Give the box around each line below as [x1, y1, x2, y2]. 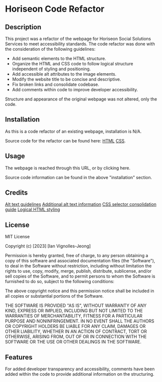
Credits [5, 189, 28, 197]
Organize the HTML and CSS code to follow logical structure [12, 61, 133, 66]
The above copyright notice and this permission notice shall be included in [5, 288, 154, 294]
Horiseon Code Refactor [5, 3, 105, 15]
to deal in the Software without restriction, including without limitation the [5, 263, 152, 269]
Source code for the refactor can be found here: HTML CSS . [5, 138, 126, 143]
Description [5, 23, 41, 31]
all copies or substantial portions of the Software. [5, 293, 104, 299]
